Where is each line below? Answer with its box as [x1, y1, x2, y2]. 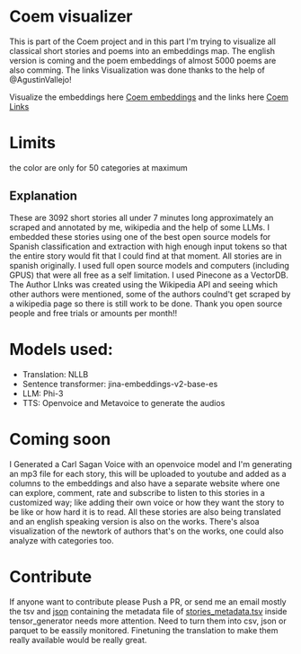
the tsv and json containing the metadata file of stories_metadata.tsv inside [9, 605, 288, 616]
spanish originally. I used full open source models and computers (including [9, 260, 290, 270]
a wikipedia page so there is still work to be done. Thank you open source [9, 298, 283, 309]
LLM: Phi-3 [22, 388, 64, 399]
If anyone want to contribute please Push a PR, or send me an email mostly [9, 596, 287, 607]
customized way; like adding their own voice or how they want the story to [9, 497, 285, 508]
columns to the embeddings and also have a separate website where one [9, 478, 280, 489]
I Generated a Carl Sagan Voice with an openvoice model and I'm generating [9, 458, 293, 469]
